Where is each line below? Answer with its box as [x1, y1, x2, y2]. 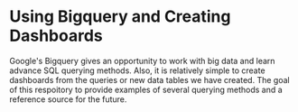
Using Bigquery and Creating [9, 6, 231, 27]
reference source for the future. [9, 93, 127, 105]
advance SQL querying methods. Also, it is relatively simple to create [9, 65, 265, 76]
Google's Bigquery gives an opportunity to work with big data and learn [9, 55, 275, 66]
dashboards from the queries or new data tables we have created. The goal [9, 74, 291, 85]
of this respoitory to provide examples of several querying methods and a [9, 84, 283, 95]
